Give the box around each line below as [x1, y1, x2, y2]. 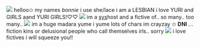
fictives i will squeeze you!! [6, 34, 73, 41]
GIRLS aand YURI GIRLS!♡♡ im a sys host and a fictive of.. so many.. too [6, 14, 195, 20]
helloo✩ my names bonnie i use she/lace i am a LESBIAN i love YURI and [13, 7, 194, 13]
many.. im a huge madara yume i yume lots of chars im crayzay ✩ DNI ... [6, 21, 193, 27]
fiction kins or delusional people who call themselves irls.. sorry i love [6, 27, 186, 35]
